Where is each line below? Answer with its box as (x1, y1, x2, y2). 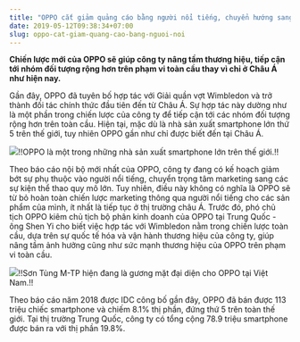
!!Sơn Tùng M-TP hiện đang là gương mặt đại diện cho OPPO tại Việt (18, 268, 269, 279)
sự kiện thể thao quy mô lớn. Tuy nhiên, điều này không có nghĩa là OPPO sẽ (9, 183, 291, 194)
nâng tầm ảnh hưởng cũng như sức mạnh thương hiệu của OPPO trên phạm (9, 240, 286, 251)
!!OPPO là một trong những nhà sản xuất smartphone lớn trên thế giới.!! (18, 146, 279, 157)
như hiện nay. (9, 73, 62, 84)
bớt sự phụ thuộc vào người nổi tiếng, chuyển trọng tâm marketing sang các (9, 173, 288, 184)
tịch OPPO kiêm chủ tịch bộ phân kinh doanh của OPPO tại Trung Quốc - (9, 212, 277, 222)
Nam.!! (9, 278, 34, 288)
